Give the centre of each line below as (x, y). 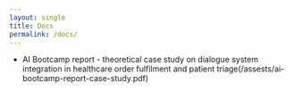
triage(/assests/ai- (251, 69)
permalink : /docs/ (43, 34)
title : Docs (31, 26)
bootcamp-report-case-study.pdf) (85, 79)
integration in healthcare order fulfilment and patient (118, 69)
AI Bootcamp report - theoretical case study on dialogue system (140, 60)
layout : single (38, 17)
